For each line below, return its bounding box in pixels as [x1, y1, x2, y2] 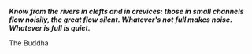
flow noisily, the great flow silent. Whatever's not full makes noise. [9, 15, 233, 24]
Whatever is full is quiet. [9, 23, 91, 32]
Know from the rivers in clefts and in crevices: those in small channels [9, 7, 244, 16]
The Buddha [9, 38, 50, 48]
